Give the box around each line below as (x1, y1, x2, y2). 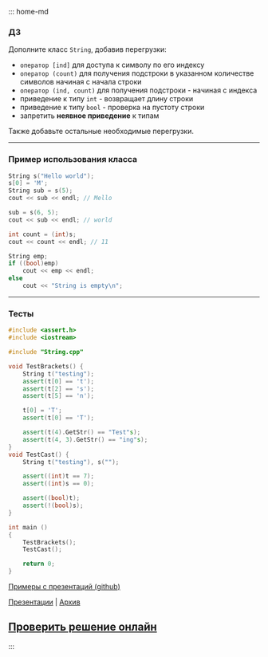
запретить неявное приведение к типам (19, 111, 160, 120)
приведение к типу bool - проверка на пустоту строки (19, 103, 205, 112)
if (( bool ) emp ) (8, 259, 59, 268)
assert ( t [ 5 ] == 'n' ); (22, 392, 94, 400)
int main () (8, 523, 48, 531)
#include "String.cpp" (8, 348, 84, 356)
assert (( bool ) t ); (22, 494, 81, 502)
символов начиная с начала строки (19, 77, 142, 87)
